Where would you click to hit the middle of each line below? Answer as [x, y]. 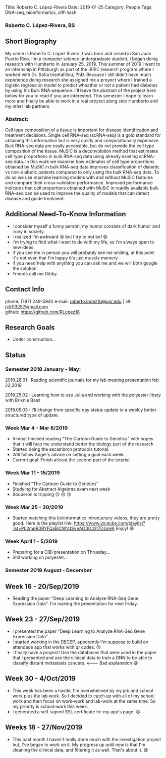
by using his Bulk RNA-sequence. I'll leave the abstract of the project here [81, 90]
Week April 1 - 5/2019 [31, 541]
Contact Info [25, 290]
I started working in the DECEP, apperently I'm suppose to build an [80, 642]
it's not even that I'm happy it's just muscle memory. [65, 257]
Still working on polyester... [40, 557]
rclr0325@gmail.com [27, 306]
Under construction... [34, 339]
